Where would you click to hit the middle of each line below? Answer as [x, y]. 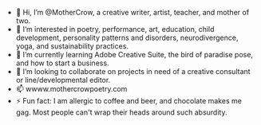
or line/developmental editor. [63, 80]
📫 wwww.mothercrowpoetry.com [71, 89]
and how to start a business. [62, 63]
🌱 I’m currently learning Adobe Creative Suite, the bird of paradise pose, [134, 55]
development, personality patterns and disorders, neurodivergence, [127, 37]
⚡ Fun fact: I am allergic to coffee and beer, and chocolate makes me [129, 101]
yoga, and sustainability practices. [72, 46]
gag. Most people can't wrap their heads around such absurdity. [121, 112]
